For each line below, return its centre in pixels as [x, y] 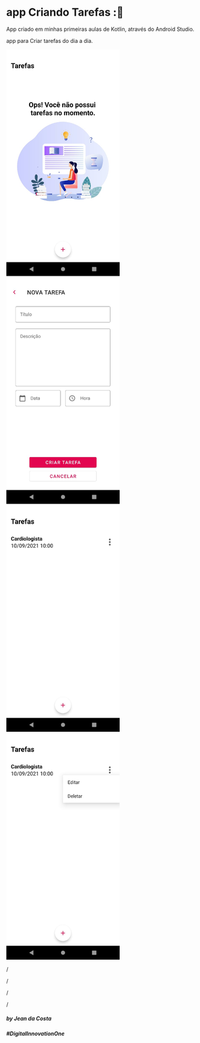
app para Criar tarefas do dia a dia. [50, 41]
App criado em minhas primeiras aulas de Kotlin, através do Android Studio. [100, 29]
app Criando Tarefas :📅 [65, 12]
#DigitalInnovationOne [35, 1033]
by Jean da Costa [29, 1018]
